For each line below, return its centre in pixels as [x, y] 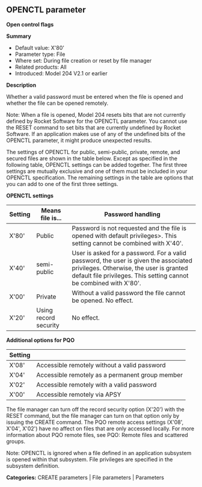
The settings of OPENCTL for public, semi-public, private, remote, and [93, 152]
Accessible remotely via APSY [78, 394]
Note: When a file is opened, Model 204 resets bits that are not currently [96, 114]
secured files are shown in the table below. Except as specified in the [92, 158]
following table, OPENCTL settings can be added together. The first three [97, 164]
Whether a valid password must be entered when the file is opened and [95, 96]
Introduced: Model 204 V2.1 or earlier [61, 73]
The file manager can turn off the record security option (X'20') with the [95, 409]
